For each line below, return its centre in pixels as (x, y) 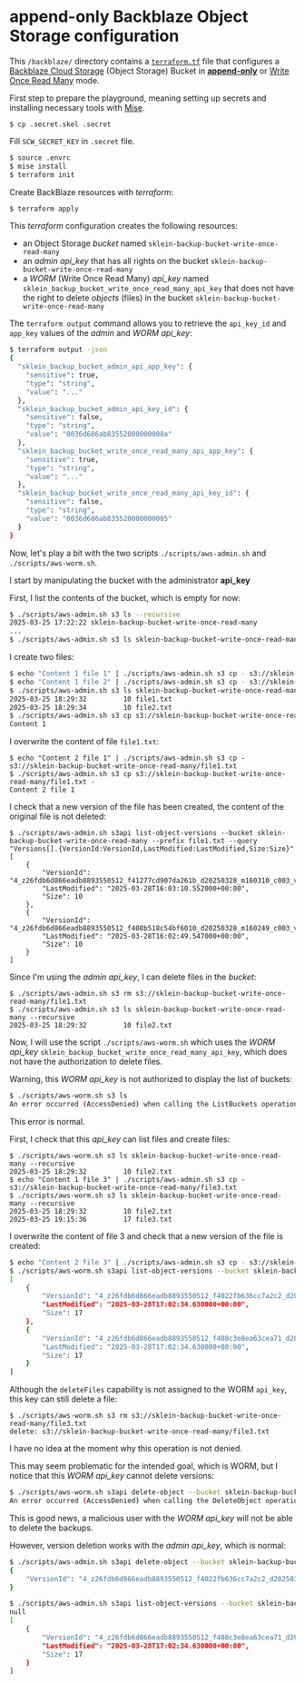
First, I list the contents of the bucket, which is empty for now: (125, 597)
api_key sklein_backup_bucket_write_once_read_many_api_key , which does (148, 1052)
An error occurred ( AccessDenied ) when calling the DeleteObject (135, 1501)
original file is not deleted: (58, 817)
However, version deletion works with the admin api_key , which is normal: (148, 1545)
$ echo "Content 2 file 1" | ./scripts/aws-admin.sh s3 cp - (128, 758)
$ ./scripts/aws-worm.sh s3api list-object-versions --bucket (129, 1271)
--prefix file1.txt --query (204, 841)
